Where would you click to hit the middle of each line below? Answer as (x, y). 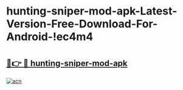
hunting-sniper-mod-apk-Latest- (92, 11)
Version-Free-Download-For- (82, 24)
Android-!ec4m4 (50, 37)
